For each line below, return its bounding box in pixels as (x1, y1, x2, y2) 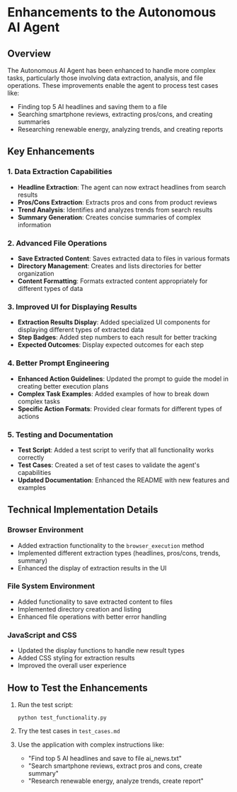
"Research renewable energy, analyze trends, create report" (28, 776, 204, 785)
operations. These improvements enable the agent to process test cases (7, 81, 219, 89)
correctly (17, 453, 45, 461)
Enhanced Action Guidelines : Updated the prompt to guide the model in (17, 374, 229, 383)
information (17, 220, 52, 229)
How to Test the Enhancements (7, 682, 149, 694)
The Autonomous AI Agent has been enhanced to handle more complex (7, 67, 216, 74)
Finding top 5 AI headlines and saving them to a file (17, 103, 168, 110)
